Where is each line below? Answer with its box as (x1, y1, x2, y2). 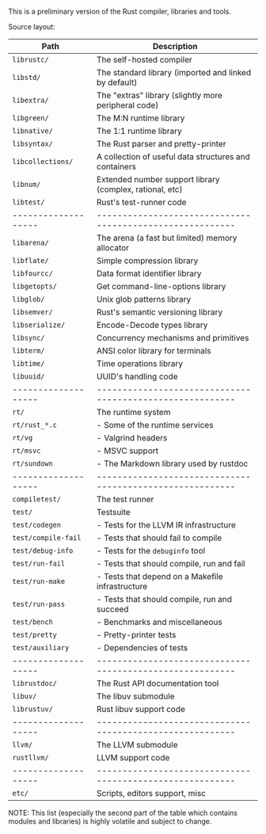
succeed (96, 604, 129, 615)
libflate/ (12, 257, 49, 265)
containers (96, 162, 137, 172)
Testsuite (96, 507, 131, 517)
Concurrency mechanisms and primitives (96, 333, 249, 343)
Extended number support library (96, 174, 220, 185)
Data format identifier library (96, 268, 202, 279)
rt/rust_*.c (12, 421, 58, 429)
